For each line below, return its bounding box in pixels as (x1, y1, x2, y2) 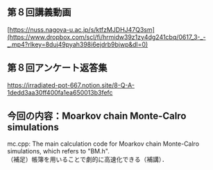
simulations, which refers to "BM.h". (7, 147, 110, 155)
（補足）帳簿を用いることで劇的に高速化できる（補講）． (7, 155, 169, 164)
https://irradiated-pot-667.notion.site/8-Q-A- (7, 80, 135, 89)
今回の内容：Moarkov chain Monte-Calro (7, 110, 187, 122)
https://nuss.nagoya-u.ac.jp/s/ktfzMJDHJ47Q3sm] (9, 25, 155, 33)
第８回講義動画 (7, 6, 71, 19)
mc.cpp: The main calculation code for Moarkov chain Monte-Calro (7, 139, 200, 148)
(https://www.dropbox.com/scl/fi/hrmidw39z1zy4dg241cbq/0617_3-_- (7, 33, 206, 41)
